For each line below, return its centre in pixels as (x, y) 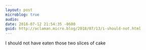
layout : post (19, 10)
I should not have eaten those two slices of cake (56, 43)
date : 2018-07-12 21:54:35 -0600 (40, 24)
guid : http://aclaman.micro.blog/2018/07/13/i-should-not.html (73, 29)
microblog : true (22, 15)
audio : (12, 19)
